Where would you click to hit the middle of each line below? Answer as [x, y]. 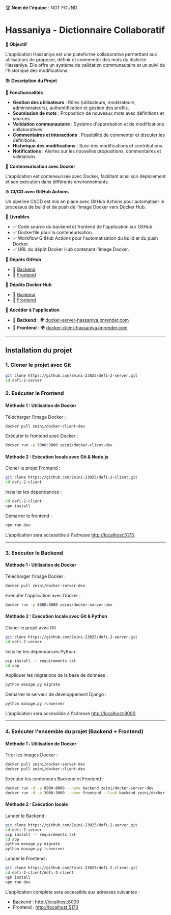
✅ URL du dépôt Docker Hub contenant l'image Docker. [71, 249]
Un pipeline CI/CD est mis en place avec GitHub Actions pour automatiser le [85, 201]
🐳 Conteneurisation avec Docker [40, 166]
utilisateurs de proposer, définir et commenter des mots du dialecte [76, 59]
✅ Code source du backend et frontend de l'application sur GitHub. [83, 226]
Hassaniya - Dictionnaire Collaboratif [85, 30]
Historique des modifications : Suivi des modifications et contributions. [88, 145]
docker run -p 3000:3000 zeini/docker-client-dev [59, 445]
